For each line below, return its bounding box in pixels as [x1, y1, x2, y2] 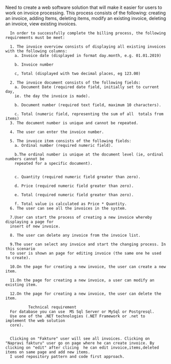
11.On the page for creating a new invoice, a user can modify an [10, 278, 155, 283]
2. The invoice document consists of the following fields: [10, 80, 141, 85]
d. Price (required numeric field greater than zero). [14, 183, 134, 188]
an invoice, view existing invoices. [5, 21, 77, 27]
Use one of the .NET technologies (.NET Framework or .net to [10, 314, 145, 319]
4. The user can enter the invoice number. [10, 129, 104, 135]
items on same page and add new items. [5, 350, 91, 355]
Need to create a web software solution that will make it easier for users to [5, 5, 162, 10]
